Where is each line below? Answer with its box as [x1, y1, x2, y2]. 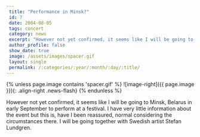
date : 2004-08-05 [8, 20, 52, 26]
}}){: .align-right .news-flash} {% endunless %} [6, 87, 122, 95]
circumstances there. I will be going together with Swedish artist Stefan [6, 118, 182, 125]
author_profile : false [8, 42, 66, 48]
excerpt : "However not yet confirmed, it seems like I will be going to [8, 36, 194, 42]
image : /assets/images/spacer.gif [8, 53, 95, 59]
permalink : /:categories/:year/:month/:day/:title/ [8, 64, 140, 71]
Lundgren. [6, 124, 32, 132]
